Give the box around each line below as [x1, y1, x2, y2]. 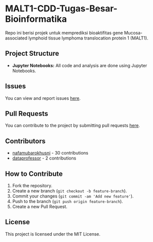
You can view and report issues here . [5, 95, 81, 101]
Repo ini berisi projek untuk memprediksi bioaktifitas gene [5, 30, 123, 36]
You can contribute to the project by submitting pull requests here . [5, 122, 140, 128]
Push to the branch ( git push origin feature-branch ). [12, 199, 123, 204]
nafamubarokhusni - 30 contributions [12, 150, 89, 156]
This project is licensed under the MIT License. [5, 231, 101, 237]
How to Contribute [5, 169, 63, 178]
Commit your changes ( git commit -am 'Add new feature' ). [12, 193, 134, 199]
